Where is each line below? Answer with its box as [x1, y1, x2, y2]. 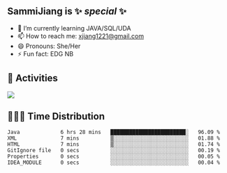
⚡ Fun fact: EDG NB [17, 49, 74, 58]
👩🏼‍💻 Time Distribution [7, 110, 105, 122]
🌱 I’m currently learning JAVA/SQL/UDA [17, 24, 131, 32]
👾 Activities [7, 72, 58, 84]
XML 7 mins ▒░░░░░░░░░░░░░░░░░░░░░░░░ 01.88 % [7, 135, 220, 142]
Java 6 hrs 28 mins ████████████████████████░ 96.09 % [7, 129, 220, 136]
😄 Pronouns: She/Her [17, 42, 81, 50]
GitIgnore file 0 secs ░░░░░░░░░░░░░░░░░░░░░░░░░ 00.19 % [7, 147, 220, 154]
